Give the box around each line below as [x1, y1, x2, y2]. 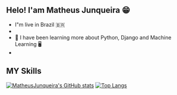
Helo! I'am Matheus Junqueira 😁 [6, 5, 131, 15]
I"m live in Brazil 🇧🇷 [14, 21, 65, 28]
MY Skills [6, 66, 42, 76]
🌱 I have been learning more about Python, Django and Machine [14, 34, 172, 41]
